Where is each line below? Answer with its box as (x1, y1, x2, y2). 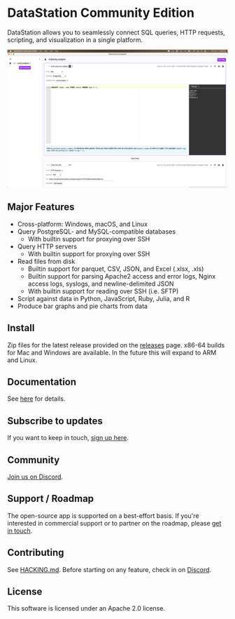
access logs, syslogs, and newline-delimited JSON (27, 279, 174, 288)
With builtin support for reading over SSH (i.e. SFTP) (27, 286, 179, 295)
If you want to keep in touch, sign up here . (7, 434, 129, 442)
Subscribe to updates (7, 415, 104, 427)
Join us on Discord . (7, 472, 64, 481)
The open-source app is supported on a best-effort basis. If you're (7, 511, 199, 520)
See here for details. (7, 394, 66, 403)
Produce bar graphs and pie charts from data (17, 302, 148, 310)
